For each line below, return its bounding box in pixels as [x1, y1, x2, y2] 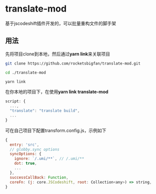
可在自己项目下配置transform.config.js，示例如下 [5, 127, 107, 134]
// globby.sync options [10, 147, 59, 152]
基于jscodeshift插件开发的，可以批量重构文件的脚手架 [5, 20, 117, 26]
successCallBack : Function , [10, 175, 69, 180]
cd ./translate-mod [5, 70, 46, 75]
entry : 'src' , [10, 142, 39, 147]
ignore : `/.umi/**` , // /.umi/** [14, 156, 85, 161]
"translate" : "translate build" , [10, 108, 80, 113]
